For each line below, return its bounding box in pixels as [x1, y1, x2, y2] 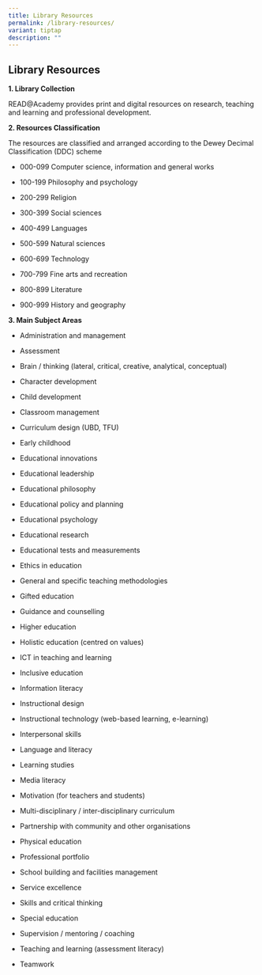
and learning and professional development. [8, 108, 152, 117]
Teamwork [19, 959, 54, 969]
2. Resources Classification [8, 123, 100, 133]
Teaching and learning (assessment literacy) [19, 944, 164, 954]
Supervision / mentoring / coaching [19, 929, 135, 939]
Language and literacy [19, 745, 93, 754]
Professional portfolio [19, 852, 90, 862]
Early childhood [19, 438, 71, 448]
